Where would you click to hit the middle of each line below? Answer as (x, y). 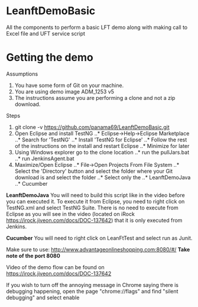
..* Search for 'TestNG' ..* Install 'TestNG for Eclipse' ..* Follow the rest (101, 140)
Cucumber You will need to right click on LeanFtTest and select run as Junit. (99, 238)
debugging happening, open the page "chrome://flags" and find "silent (92, 291)
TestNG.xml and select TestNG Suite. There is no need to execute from (92, 208)
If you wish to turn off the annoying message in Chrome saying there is (92, 285)
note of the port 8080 (33, 256)
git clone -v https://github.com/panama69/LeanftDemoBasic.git (92, 127)
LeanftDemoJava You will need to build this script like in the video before (95, 195)
